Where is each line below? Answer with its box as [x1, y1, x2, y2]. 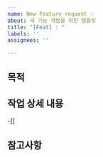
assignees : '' [7, 37, 50, 44]
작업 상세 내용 [7, 97, 64, 109]
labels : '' [7, 30, 40, 38]
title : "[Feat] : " [7, 23, 65, 31]
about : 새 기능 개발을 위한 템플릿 [7, 17, 97, 24]
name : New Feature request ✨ [7, 10, 94, 18]
